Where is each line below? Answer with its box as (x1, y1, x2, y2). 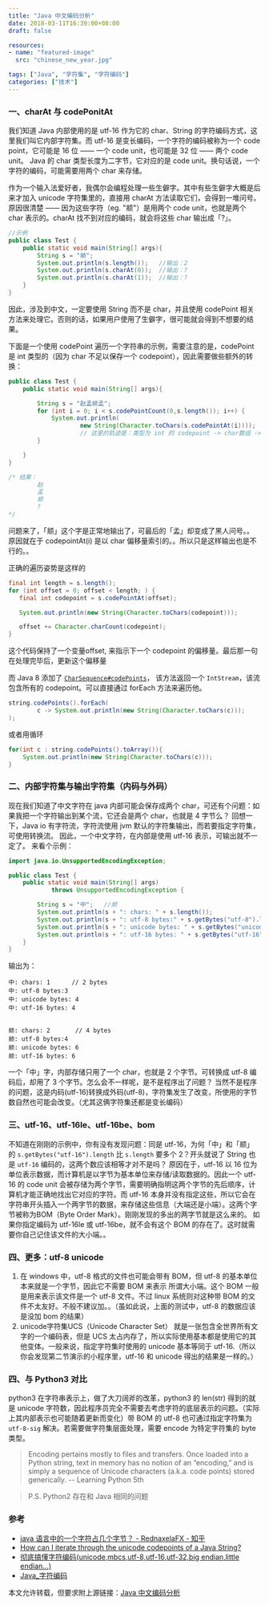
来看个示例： (30, 840, 74, 851)
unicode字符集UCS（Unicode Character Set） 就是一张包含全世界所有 (19, 1321, 251, 1331)
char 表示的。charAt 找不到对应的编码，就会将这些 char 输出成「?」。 (8, 213, 236, 223)
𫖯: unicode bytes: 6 (8, 1044, 79, 1052)
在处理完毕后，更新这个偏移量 (8, 656, 106, 666)
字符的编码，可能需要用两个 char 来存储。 (8, 166, 147, 176)
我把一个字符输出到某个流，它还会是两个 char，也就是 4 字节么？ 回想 (14, 811, 247, 820)
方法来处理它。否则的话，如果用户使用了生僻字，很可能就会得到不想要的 (8, 314, 247, 323)
